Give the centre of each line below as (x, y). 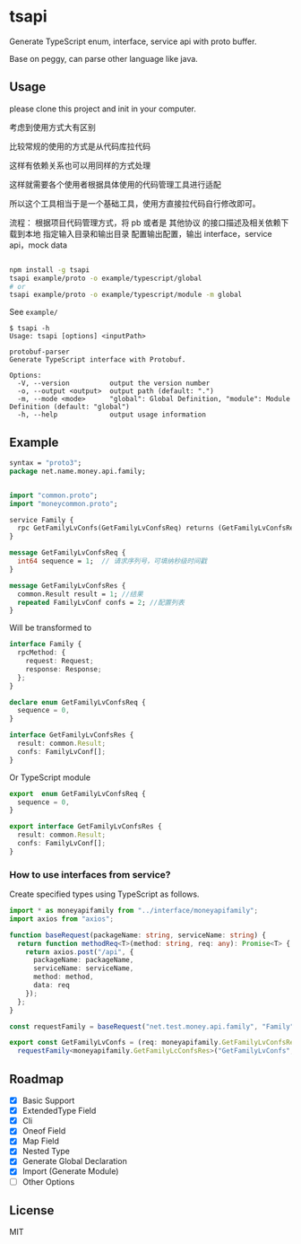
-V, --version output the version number (114, 383)
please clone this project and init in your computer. (103, 109)
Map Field (41, 1141)
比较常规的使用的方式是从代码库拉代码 (80, 146)
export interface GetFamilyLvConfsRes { (86, 827)
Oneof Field (44, 1131)
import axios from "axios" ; (62, 919)
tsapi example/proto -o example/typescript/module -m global (126, 295)
